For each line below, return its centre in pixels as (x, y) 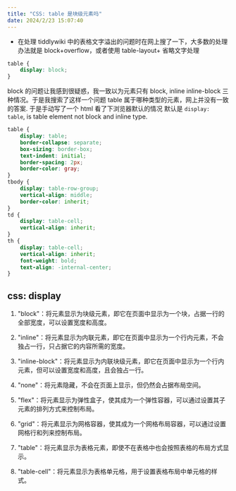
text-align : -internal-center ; (66, 267)
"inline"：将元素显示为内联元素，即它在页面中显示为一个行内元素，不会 (120, 338)
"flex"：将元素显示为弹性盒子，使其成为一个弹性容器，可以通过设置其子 (121, 400)
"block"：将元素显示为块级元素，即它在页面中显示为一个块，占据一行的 (121, 314)
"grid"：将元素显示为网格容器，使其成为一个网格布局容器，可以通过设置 (122, 424)
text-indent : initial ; (53, 156)
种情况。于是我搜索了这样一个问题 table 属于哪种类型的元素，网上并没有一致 (118, 100)
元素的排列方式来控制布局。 (58, 409)
